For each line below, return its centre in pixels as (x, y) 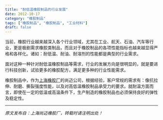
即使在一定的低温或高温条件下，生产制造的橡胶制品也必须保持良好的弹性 (86, 93)
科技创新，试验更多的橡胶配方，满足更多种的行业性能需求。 (69, 70)
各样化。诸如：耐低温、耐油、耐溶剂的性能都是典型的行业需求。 (77, 54)
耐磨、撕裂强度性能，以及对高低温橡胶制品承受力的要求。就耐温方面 (81, 86)
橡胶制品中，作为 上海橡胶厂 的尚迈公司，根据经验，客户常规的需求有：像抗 (79, 80)
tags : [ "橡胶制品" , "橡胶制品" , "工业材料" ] (46, 23)
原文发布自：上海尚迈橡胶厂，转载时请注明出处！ (54, 113)
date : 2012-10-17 (23, 14)
